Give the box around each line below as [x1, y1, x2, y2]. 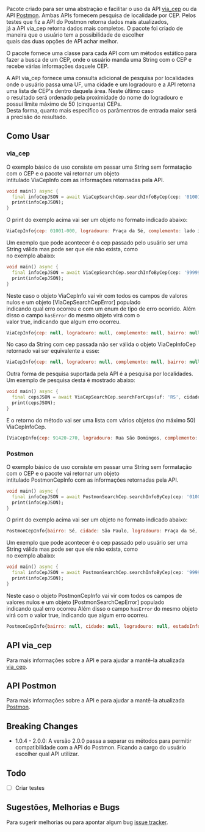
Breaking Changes [6, 721, 78, 731]
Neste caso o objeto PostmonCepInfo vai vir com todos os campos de [6, 592, 182, 599]
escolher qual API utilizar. [15, 750, 79, 757]
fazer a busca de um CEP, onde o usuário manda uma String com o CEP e [6, 56, 192, 63]
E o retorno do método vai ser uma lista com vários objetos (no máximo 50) [6, 416, 196, 424]
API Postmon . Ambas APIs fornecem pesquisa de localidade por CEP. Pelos [6, 12, 196, 19]
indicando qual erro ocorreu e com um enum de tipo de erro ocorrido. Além [6, 305, 196, 312]
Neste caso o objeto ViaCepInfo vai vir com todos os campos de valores [6, 292, 188, 299]
